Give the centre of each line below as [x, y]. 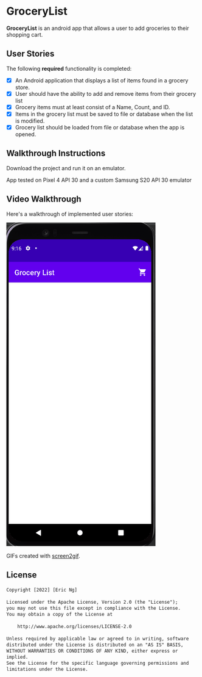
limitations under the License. [47, 669]
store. [23, 87]
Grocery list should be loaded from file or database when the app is [100, 127]
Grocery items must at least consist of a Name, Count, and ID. [92, 107]
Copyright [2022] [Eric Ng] [42, 590]
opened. [26, 134]
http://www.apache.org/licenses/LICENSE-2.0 [75, 626]
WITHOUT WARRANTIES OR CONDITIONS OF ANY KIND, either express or [92, 651]
